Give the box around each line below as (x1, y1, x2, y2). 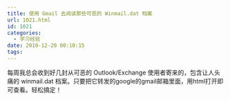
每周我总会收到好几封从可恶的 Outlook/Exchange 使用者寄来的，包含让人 (7, 68, 215, 77)
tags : (7, 49, 23, 56)
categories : (7, 29, 41, 37)
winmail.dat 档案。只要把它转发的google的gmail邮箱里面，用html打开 (20, 77, 218, 85)
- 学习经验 (13, 36, 41, 43)
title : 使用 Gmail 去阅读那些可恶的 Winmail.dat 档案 (7, 10, 153, 17)
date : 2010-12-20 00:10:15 (7, 42, 85, 49)
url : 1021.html (7, 17, 51, 23)
